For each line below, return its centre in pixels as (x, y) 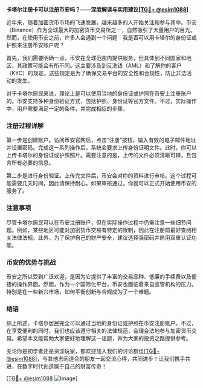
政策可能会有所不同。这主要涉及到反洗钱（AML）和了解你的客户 (102, 65)
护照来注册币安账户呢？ (35, 45)
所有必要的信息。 (33, 163)
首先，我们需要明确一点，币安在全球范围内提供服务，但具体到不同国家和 (96, 58)
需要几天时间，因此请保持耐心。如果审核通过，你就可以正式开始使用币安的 (104, 183)
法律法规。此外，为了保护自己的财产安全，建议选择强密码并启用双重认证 (101, 237)
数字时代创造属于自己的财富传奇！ (64, 366)
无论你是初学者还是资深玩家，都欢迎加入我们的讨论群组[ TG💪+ (83, 351)
